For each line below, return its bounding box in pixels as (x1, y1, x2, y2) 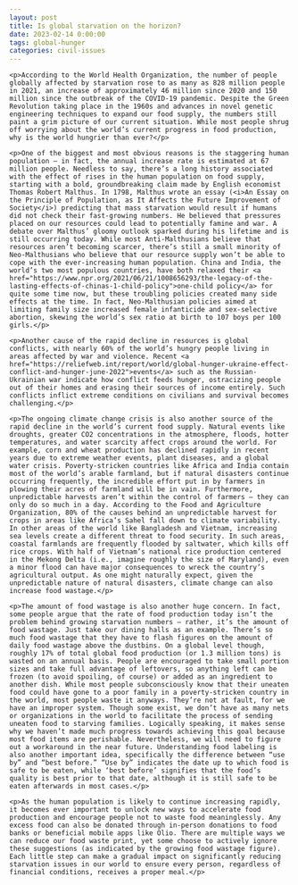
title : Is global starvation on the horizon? (9, 21, 181, 30)
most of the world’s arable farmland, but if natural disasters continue (9, 470, 290, 479)
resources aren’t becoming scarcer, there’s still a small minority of (9, 243, 281, 252)
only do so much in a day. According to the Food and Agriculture (9, 501, 261, 510)
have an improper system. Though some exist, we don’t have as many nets (9, 704, 290, 713)
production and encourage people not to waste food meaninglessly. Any (9, 814, 281, 822)
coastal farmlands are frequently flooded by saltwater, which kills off (9, 539, 290, 549)
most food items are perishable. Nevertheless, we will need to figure (9, 735, 281, 744)
